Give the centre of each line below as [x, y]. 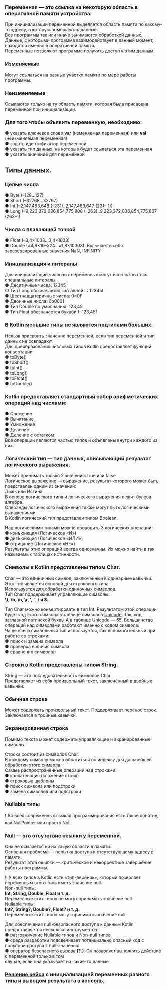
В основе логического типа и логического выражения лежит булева [78, 497]
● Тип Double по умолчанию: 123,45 [44, 307]
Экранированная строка [37, 728]
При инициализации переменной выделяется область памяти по [74, 24]
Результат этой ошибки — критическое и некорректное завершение [78, 863]
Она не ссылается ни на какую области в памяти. [58, 847]
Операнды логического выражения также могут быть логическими [77, 508]
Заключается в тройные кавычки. [41, 715]
